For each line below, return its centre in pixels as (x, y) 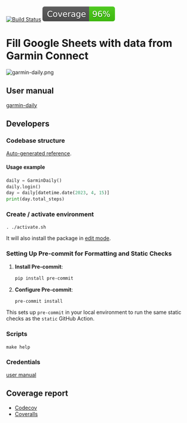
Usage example (26, 167)
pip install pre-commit (44, 278)
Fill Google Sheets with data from (89, 44)
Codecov (26, 408)
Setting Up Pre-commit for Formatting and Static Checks (89, 254)
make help (18, 347)
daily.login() (24, 187)
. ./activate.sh (26, 227)
